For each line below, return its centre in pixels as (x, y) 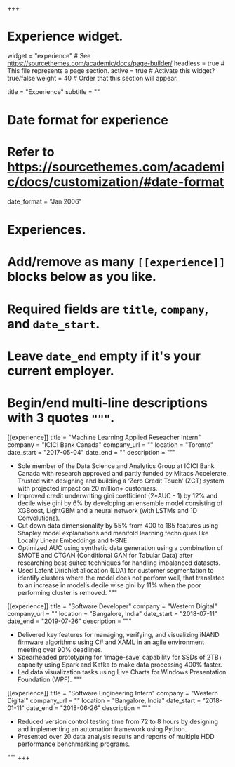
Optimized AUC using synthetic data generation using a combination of (120, 547)
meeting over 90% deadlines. (60, 649)
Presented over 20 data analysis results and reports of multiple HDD (116, 736)
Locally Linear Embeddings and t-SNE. (73, 540)
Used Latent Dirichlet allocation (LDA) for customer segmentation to (115, 570)
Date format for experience (88, 120)
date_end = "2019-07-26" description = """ (69, 621)
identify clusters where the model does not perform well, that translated (121, 578)
